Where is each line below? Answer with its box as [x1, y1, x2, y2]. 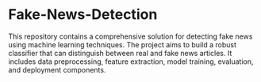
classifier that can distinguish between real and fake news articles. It [8, 48, 232, 58]
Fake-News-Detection [8, 6, 158, 24]
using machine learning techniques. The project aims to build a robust [8, 39, 236, 49]
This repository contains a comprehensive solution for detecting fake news [8, 32, 253, 41]
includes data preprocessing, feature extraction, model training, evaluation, [8, 57, 254, 66]
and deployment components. [8, 65, 106, 74]
